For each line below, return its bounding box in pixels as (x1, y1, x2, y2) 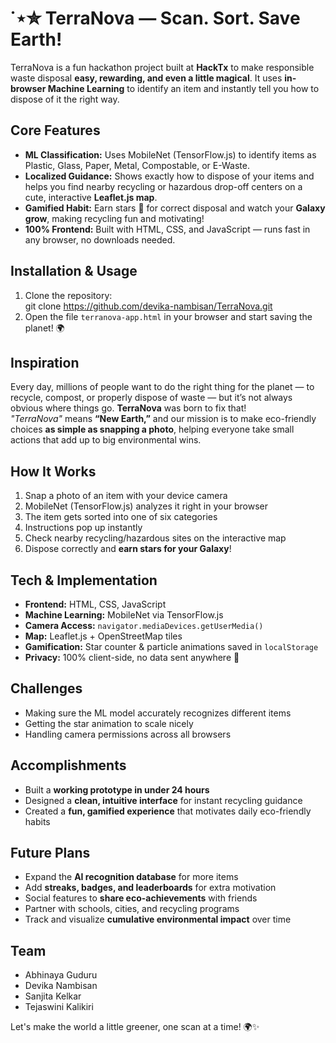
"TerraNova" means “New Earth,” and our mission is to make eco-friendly (10, 413, 317, 425)
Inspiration (10, 354, 80, 371)
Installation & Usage (10, 263, 138, 280)
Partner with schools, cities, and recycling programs (24, 903, 240, 915)
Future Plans (10, 845, 91, 862)
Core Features (10, 122, 101, 139)
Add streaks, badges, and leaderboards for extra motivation (24, 882, 277, 894)
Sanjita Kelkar (24, 990, 82, 1002)
